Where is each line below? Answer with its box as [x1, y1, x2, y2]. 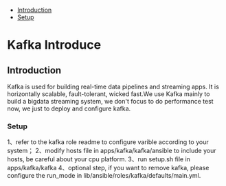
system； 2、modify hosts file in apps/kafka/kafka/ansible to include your [7, 147, 216, 155]
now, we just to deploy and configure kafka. [7, 104, 131, 113]
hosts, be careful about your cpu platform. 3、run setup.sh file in [7, 155, 191, 163]
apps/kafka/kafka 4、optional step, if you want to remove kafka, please [7, 164, 210, 172]
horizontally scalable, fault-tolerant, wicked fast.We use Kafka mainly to [7, 90, 210, 98]
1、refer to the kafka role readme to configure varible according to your [7, 138, 209, 146]
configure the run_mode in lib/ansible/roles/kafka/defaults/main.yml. [7, 172, 201, 180]
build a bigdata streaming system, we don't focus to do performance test [7, 97, 214, 105]
